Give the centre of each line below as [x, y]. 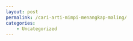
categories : [20, 23]
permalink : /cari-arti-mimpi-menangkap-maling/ [66, 17]
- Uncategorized [37, 29]
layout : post [22, 12]
